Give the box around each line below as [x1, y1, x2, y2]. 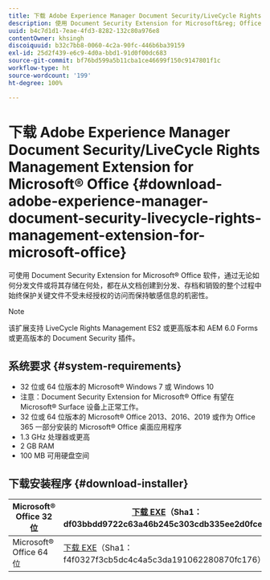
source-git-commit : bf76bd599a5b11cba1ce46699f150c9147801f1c [8, 57, 221, 65]
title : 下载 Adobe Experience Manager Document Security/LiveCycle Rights [8, 11, 262, 20]
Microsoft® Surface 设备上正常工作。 [19, 402, 143, 412]
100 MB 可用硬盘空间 [19, 451, 90, 460]
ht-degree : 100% [8, 79, 63, 87]
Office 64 [12, 547, 48, 558]
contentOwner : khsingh [8, 34, 84, 43]
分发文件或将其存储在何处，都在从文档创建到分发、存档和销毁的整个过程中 [14, 280, 262, 290]
